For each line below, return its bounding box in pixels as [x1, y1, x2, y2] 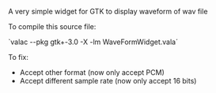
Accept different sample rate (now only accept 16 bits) [19, 76, 197, 85]
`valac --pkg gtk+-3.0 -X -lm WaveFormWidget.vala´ [8, 37, 178, 46]
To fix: [8, 53, 29, 61]
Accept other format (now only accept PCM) [19, 68, 165, 77]
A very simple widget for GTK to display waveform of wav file [8, 7, 208, 16]
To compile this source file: [8, 22, 97, 31]
